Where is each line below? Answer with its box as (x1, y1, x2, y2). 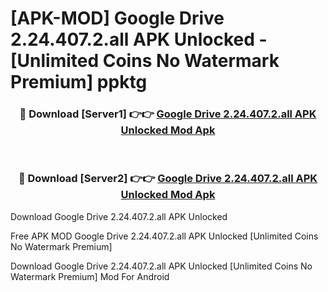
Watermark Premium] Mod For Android (10, 270, 170, 282)
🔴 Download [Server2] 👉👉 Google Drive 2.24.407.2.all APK (18, 172, 318, 186)
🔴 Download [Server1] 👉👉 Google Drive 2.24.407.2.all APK (19, 107, 317, 121)
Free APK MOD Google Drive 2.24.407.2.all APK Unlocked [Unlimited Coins (10, 230, 319, 242)
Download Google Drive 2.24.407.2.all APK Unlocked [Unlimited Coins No (10, 260, 313, 272)
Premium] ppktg (10, 71, 148, 94)
